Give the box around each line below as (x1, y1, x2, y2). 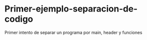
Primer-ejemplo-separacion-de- (4, 3, 138, 14)
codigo (4, 13, 33, 25)
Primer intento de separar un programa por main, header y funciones (4, 29, 143, 35)
